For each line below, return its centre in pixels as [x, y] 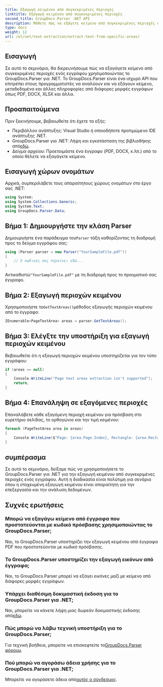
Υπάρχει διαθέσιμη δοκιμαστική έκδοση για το [62, 594]
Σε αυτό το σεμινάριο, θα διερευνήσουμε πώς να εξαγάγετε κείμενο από [79, 68]
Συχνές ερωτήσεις [34, 505]
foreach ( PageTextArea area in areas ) [44, 429]
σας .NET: [15, 188]
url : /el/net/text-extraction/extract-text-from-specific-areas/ [72, 37]
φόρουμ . [14, 650]
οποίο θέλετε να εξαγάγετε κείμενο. [49, 156]
